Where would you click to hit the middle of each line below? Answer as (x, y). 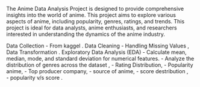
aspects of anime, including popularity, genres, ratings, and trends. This (95, 21)
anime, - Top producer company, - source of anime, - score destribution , (97, 71)
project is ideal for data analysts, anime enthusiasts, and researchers (92, 28)
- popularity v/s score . (35, 78)
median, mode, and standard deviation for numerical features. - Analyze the (100, 58)
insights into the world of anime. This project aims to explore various (91, 15)
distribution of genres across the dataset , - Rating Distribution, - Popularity (100, 65)
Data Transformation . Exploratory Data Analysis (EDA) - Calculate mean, (96, 52)
